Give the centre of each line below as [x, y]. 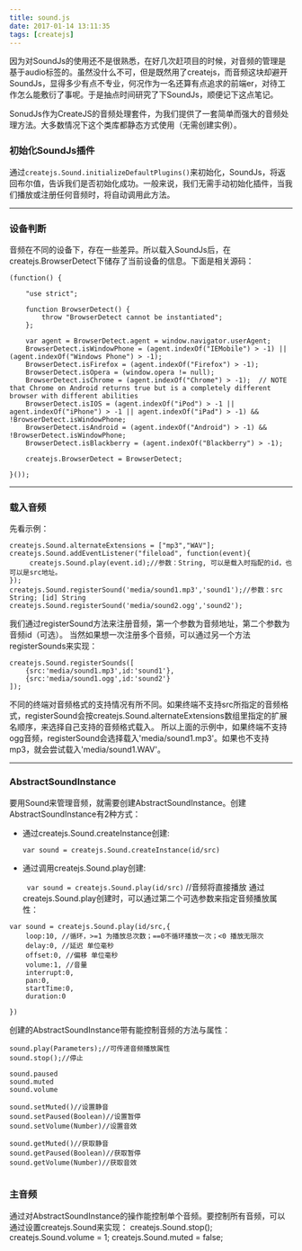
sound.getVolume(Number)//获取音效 [73, 1162]
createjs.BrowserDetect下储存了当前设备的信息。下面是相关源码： [132, 261]
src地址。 [45, 573]
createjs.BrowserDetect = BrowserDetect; [104, 459]
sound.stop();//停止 [46, 1058]
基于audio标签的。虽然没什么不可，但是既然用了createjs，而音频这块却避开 [149, 72]
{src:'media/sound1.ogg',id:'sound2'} [98, 679]
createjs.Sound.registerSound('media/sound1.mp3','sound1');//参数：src [146, 590]
